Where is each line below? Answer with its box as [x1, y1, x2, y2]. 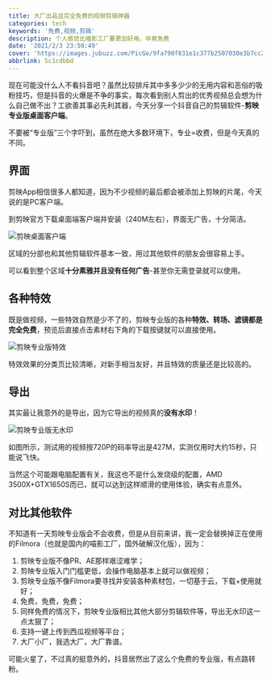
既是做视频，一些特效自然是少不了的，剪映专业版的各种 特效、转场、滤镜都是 [8, 315, 263, 324]
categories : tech [8, 19, 67, 27]
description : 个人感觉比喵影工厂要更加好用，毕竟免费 [8, 34, 170, 43]
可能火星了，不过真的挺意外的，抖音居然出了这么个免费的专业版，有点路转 [8, 654, 256, 664]
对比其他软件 [8, 505, 73, 519]
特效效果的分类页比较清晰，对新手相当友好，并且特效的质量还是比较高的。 [8, 359, 256, 369]
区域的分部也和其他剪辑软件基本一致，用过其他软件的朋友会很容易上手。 [8, 248, 248, 258]
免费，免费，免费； [19, 596, 85, 607]
